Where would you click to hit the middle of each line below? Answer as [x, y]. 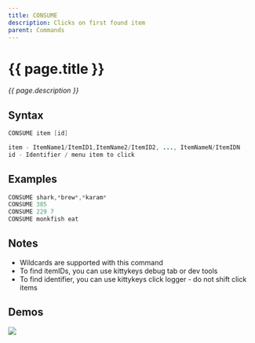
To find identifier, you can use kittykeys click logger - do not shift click [133, 279]
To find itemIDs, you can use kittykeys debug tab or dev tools [118, 271]
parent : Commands [36, 30]
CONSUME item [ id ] [38, 133]
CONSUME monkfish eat [44, 219]
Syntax [26, 115]
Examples [33, 179]
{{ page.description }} [44, 90]
